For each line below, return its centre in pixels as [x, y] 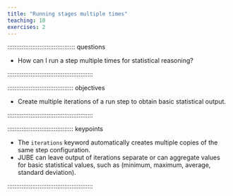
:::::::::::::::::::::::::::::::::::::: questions [56, 47]
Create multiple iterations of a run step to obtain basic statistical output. [122, 102]
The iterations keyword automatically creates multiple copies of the [118, 142]
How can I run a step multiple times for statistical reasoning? [106, 61]
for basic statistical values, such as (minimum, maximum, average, [114, 165]
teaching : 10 [26, 20]
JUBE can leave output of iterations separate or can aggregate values [119, 158]
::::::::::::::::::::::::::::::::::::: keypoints [55, 129]
